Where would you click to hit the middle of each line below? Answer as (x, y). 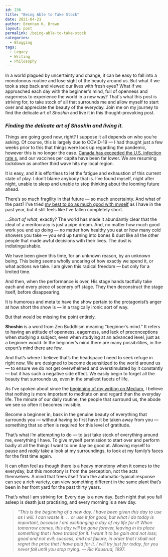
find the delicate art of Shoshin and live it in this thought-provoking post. (80, 113)
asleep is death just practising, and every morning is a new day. (71, 502)
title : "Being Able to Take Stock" (42, 15)
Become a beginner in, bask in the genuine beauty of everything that (76, 414)
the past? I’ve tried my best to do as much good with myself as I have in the (83, 204)
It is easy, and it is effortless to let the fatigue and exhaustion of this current (83, 173)
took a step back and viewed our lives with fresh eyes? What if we (73, 86)
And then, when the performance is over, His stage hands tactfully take (79, 281)
